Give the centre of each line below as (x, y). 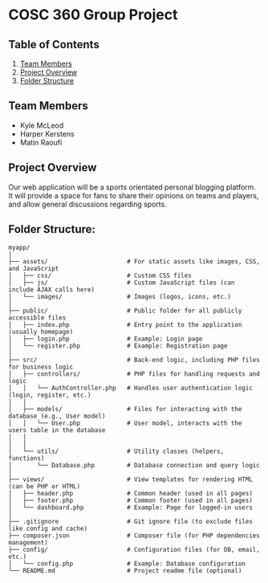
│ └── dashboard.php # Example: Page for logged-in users (130, 508)
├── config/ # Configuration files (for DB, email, (134, 550)
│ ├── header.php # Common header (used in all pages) (130, 494)
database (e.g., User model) (57, 416)
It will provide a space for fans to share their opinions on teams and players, (134, 195)
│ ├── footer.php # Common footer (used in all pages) (130, 501)
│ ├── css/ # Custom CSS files (100, 276)
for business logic (41, 367)
